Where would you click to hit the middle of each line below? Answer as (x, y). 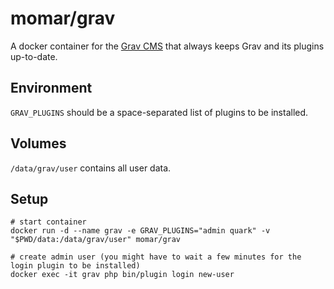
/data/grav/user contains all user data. (91, 168)
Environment (51, 88)
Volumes (38, 143)
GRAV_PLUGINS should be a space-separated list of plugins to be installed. (159, 112)
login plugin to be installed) (75, 266)
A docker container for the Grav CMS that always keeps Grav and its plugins (167, 46)
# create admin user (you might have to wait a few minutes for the (156, 257)
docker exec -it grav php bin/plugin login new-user (122, 275)
